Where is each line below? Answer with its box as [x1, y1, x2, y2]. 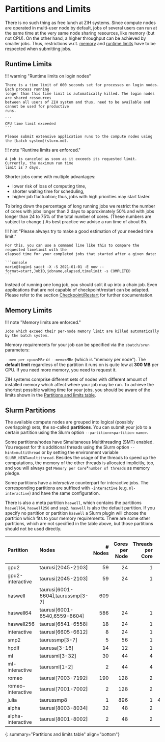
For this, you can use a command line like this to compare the [5, 243, 139, 248]
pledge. [5, 470, 21, 477]
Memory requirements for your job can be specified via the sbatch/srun [5, 342, 150, 347]
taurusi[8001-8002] [39, 715, 88, 722]
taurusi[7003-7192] [39, 675, 88, 682]
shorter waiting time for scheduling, [12, 188, 84, 194]
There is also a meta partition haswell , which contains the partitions [5, 500, 142, 506]
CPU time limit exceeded [5, 121, 56, 126]
